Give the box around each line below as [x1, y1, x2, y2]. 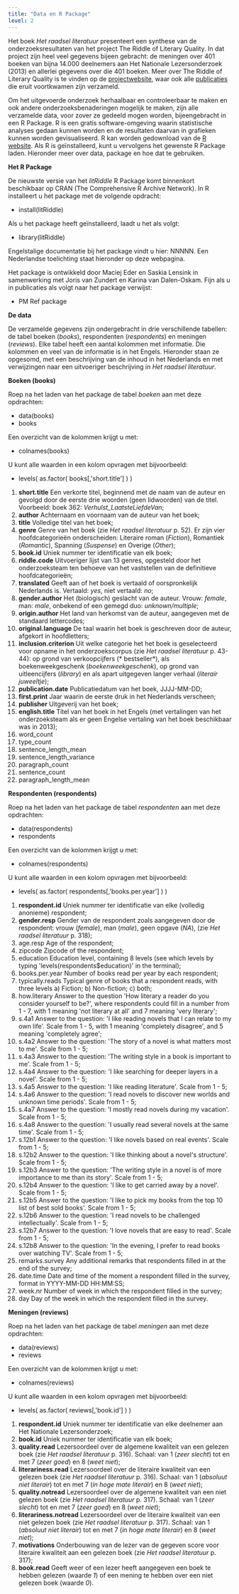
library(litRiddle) [18, 233, 66, 241]
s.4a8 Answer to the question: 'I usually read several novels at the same [18, 1120, 229, 1128]
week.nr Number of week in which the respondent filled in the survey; [18, 1286, 223, 1295]
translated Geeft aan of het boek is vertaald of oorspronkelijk [18, 578, 198, 587]
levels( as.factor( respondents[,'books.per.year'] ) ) [18, 887, 167, 896]
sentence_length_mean [18, 745, 87, 753]
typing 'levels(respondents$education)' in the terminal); [18, 961, 182, 970]
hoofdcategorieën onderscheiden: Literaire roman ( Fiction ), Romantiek [18, 533, 225, 542]
